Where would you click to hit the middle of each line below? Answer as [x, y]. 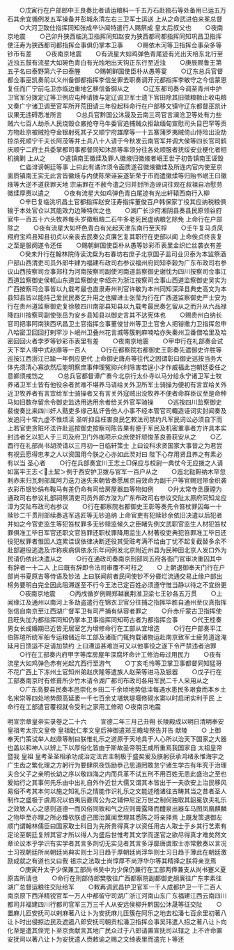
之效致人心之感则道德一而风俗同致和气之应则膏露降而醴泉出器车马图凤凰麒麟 [117, 809]
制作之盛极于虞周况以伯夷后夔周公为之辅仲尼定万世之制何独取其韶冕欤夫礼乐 [117, 800]
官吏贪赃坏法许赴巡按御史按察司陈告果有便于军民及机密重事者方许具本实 [123, 428]
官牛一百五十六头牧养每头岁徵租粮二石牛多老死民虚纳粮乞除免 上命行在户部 [115, 219]
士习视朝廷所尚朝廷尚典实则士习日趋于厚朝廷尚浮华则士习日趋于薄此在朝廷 [114, 852]
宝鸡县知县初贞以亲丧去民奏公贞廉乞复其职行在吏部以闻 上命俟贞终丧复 [121, 236]
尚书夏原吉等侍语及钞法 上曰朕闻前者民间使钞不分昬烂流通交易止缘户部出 [118, 576]
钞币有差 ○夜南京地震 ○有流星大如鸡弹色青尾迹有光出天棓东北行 [112, 54]
